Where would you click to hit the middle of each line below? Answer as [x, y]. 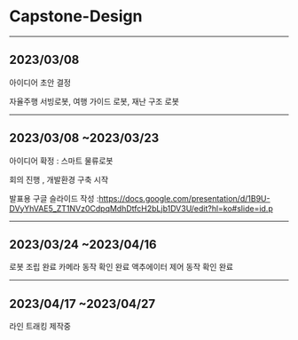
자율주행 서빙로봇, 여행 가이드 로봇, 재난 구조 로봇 [94, 101]
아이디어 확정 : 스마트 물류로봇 [61, 161]
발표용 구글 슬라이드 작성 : [54, 198]
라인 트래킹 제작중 [40, 327]
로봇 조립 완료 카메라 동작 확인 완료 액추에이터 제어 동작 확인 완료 [121, 267]
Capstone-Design [76, 16]
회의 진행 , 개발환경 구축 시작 [59, 179]
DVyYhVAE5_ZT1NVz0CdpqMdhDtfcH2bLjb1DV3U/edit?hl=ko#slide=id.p [141, 208]
